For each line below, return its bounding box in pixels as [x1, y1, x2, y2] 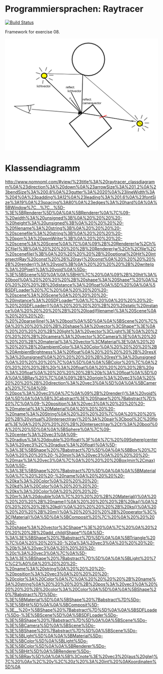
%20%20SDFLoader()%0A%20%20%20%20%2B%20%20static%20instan [5, 303, 158, 308]
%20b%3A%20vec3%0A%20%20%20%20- [5, 545, 96, 551]
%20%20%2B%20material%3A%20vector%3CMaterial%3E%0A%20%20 [5, 338, 155, 344]
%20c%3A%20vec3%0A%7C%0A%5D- [5, 550, 87, 556]
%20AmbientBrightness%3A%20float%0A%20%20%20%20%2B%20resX [5, 349, 157, 355]
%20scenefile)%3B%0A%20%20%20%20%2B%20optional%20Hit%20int [5, 251, 156, 257]
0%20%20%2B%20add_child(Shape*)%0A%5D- [5, 529, 104, 535]
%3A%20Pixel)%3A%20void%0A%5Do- [5, 266, 87, 272]
